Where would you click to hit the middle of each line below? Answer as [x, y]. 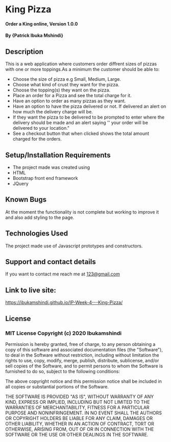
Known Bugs [26, 200]
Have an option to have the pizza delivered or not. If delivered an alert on [89, 106]
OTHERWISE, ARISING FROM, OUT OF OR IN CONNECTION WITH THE [80, 429]
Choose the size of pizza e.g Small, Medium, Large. [67, 79]
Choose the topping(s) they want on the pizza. [62, 90]
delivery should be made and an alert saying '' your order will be [80, 123]
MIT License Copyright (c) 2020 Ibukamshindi [64, 333]
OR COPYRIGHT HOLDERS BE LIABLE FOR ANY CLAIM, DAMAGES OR [79, 418]
